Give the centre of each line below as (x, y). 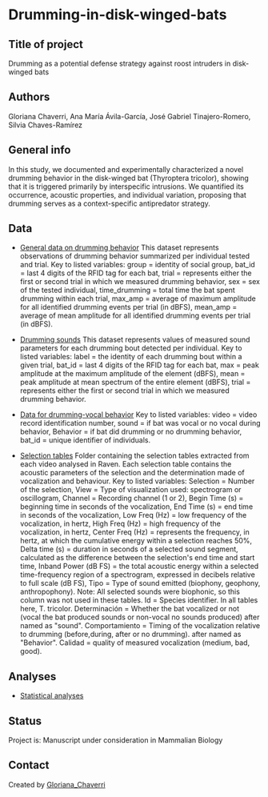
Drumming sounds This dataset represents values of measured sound (135, 340)
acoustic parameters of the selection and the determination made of (132, 473)
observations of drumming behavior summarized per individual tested (135, 256)
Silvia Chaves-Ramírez (45, 125)
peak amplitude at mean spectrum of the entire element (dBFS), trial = (135, 382)
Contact (29, 765)
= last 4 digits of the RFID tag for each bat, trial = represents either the (136, 273)
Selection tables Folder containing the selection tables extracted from (134, 456)
